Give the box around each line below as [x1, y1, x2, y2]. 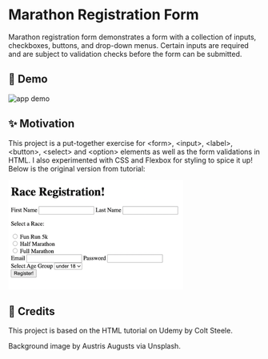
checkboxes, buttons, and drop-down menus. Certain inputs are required [8, 40, 250, 50]
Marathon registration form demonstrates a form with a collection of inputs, [8, 32, 257, 42]
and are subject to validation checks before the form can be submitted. [8, 49, 242, 58]
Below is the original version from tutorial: [8, 163, 146, 173]
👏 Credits [8, 305, 56, 318]
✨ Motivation [8, 117, 74, 131]
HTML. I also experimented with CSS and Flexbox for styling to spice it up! [8, 155, 254, 165]
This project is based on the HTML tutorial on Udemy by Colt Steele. [8, 326, 234, 336]
